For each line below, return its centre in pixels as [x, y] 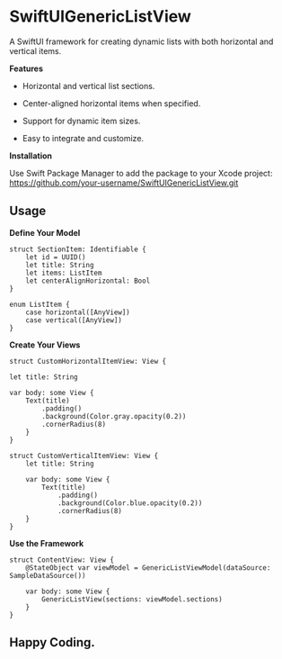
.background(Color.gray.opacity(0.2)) [114, 416]
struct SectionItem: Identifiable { [78, 249]
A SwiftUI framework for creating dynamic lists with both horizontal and [141, 41]
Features [26, 68]
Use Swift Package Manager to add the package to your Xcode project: [141, 173]
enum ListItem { [40, 304]
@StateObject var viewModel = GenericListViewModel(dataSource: [148, 568]
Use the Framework [47, 543]
